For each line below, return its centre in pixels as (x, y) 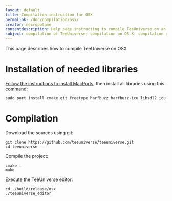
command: (17, 89)
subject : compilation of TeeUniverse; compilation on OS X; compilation (84, 34)
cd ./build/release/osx (31, 189)
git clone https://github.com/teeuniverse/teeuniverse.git (70, 142)
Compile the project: (27, 156)
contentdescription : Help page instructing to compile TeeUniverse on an (86, 29)
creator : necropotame (28, 24)
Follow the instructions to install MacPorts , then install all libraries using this (85, 83)
